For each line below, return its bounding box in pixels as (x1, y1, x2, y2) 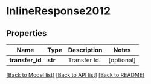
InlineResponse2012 (6, 4, 111, 18)
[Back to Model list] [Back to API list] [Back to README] (6, 71, 145, 79)
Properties (6, 28, 47, 38)
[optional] (108, 56, 137, 64)
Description (68, 46, 103, 54)
